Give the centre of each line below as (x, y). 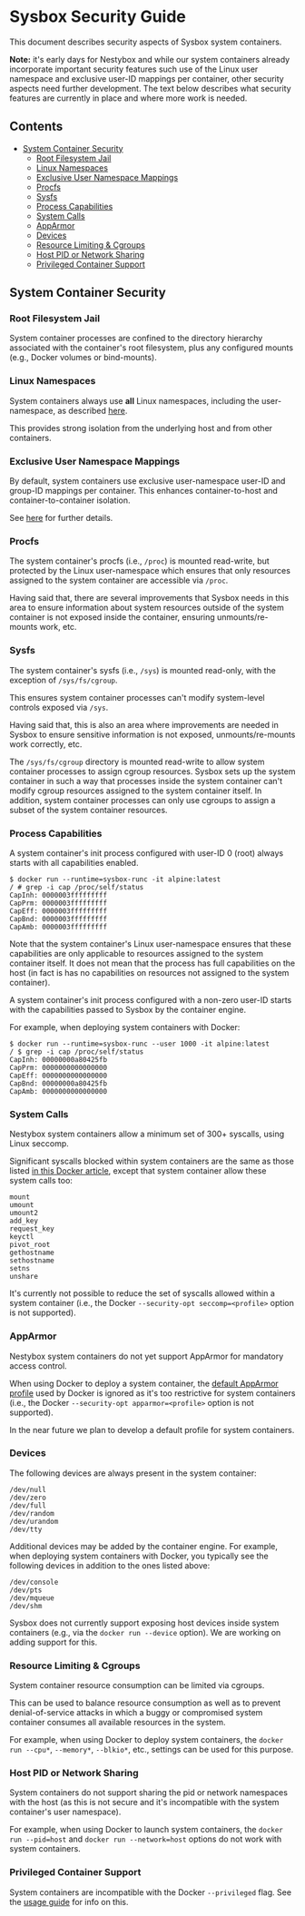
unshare (24, 1277)
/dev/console (34, 1582)
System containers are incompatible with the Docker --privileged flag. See (151, 1892)
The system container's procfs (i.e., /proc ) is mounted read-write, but (139, 561)
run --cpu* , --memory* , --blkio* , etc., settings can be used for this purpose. (152, 1750)
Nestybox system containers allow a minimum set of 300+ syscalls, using (147, 1134)
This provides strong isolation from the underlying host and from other (141, 427)
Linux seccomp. (39, 1144)
